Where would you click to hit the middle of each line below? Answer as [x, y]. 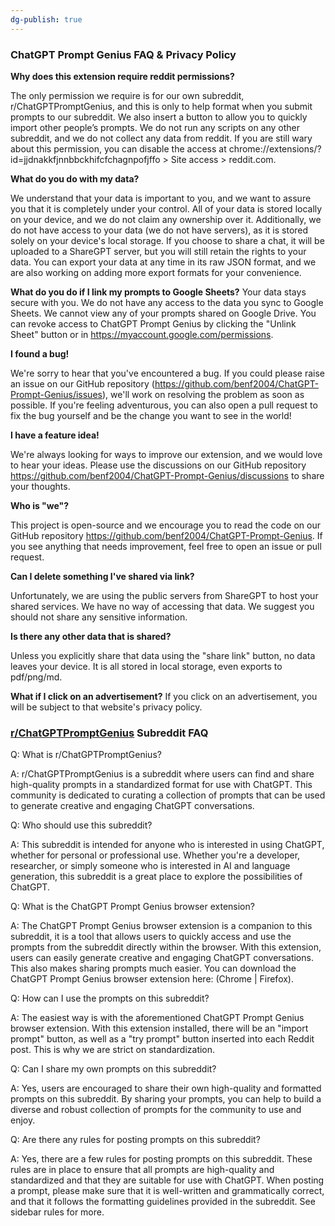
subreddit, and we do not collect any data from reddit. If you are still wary [161, 138]
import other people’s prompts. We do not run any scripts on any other [155, 127]
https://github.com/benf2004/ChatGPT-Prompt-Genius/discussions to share [167, 475]
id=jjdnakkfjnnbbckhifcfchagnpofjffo [85, 159]
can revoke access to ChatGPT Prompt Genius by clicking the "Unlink [153, 323]
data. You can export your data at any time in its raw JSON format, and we [163, 262]
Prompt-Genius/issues [56, 394]
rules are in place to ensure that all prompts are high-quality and [142, 1170]
